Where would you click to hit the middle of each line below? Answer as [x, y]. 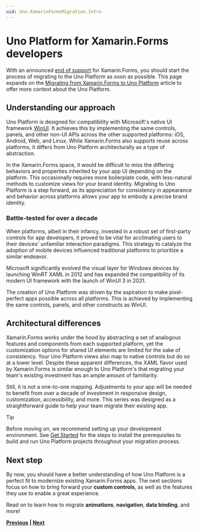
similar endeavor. [27, 256]
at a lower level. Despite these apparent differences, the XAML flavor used [97, 363]
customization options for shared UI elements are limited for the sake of [93, 350]
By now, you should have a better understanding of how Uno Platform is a [96, 474]
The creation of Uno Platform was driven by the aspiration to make [87, 292]
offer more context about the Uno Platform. [59, 89]
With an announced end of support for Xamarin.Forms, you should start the [98, 70]
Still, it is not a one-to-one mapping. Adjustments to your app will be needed [99, 387]
